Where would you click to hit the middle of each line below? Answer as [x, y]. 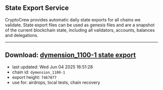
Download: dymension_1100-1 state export [70, 55]
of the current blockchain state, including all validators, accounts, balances [80, 30]
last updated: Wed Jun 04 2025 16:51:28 [52, 67]
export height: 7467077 [34, 77]
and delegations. [22, 35]
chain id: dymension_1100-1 [39, 72]
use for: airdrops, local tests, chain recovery [56, 82]
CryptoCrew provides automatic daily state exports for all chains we [73, 19]
